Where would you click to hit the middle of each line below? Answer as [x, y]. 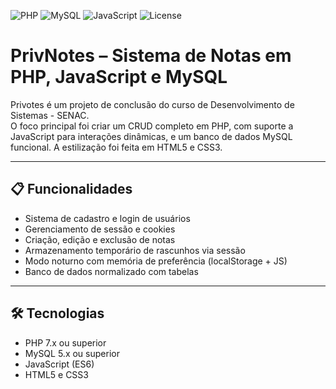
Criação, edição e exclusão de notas [100, 239]
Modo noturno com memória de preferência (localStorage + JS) [156, 261]
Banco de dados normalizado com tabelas [111, 271]
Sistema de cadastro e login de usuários [107, 218]
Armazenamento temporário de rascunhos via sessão [135, 250]
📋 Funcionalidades [71, 189]
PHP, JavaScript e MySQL [119, 77]
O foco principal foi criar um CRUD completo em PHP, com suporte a [152, 126]
